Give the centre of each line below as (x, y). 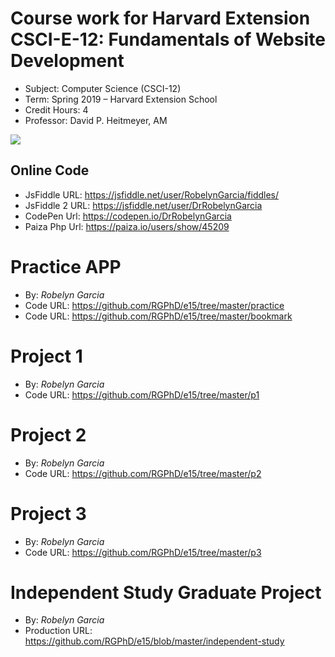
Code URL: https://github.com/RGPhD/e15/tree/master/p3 (143, 552)
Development (67, 61)
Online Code (50, 170)
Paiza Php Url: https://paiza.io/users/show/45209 (127, 226)
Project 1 (46, 356)
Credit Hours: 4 (56, 109)
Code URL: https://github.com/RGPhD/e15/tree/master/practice (154, 305)
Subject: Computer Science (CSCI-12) (103, 88)
